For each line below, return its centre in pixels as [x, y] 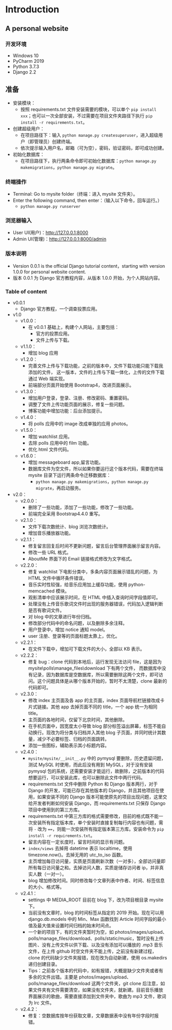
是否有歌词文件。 [46, 610]
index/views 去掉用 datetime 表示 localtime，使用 [80, 848]
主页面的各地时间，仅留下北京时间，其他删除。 [78, 720]
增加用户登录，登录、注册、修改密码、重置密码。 [80, 398]
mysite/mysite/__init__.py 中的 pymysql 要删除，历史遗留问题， [97, 758]
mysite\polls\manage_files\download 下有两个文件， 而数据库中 [95, 668]
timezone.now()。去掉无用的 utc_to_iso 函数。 [77, 854]
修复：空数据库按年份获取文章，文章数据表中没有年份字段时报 [93, 1016]
